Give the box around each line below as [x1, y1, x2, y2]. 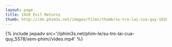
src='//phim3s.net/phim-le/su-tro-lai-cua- [46, 31, 135, 37]
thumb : [5, 17, 19, 22]
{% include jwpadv [5, 31, 45, 37]
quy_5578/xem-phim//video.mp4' [5, 36, 76, 42]
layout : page [5, 7, 33, 13]
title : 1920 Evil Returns [5, 12, 60, 17]
